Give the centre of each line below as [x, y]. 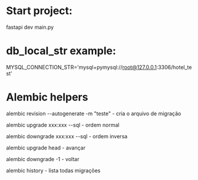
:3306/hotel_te [174, 67]
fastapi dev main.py [30, 27]
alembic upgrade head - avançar [46, 148]
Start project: [39, 11]
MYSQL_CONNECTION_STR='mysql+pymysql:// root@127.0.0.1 [82, 67]
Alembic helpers [47, 97]
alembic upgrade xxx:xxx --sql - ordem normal [63, 125]
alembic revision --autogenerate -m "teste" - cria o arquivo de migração [94, 114]
